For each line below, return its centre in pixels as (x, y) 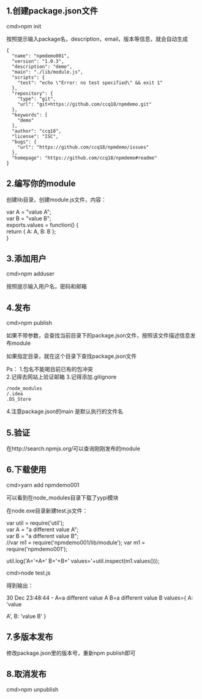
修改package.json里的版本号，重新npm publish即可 (71, 653)
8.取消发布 (27, 674)
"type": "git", (37, 99)
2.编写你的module (41, 184)
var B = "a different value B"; (43, 536)
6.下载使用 (27, 470)
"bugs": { (24, 142)
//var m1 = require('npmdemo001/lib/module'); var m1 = (76, 543)
